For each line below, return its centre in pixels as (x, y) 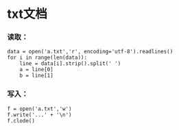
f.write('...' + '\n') (39, 115)
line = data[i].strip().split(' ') (70, 64)
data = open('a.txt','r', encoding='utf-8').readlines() (90, 52)
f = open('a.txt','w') (39, 109)
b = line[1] (36, 76)
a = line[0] (36, 70)
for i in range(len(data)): (47, 58)
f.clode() (21, 120)
